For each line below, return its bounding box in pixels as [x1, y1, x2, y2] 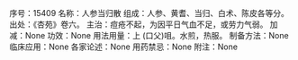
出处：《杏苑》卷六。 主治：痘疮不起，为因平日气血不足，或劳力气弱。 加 [9, 19, 278, 30]
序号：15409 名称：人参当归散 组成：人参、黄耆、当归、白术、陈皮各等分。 [9, 8, 290, 18]
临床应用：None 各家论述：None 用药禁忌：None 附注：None [9, 41, 239, 52]
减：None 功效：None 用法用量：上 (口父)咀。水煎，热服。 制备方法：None [9, 30, 290, 40]
